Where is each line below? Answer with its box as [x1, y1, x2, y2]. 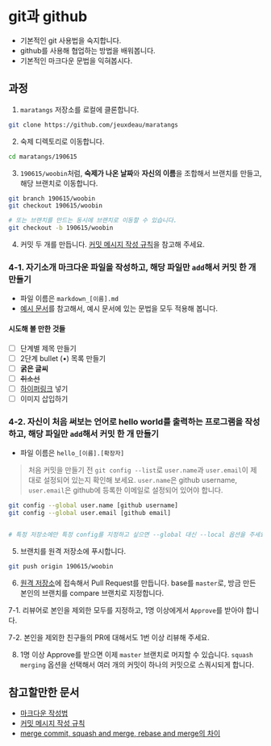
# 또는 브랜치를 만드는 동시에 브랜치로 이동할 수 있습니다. [8, 216, 177, 224]
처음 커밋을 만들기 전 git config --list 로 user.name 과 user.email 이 [27, 465, 248, 475]
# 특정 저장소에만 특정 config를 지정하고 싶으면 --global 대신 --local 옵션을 [8, 530, 246, 539]
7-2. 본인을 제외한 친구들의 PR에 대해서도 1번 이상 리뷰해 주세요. [8, 632, 210, 642]
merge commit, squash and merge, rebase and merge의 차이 [19, 728, 221, 739]
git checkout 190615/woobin [8, 202, 103, 210]
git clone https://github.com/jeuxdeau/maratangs [8, 120, 179, 129]
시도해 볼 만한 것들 [8, 324, 66, 333]
